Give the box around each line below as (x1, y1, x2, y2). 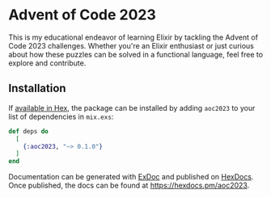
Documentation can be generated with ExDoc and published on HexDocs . (8, 172, 254, 182)
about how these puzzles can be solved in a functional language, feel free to (8, 49, 264, 59)
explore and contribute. (8, 58, 87, 68)
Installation (8, 82, 66, 95)
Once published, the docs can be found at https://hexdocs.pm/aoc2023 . (8, 180, 250, 191)
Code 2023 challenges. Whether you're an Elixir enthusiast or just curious (8, 40, 255, 50)
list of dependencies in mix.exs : (8, 112, 114, 121)
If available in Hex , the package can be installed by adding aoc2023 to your (8, 103, 256, 112)
